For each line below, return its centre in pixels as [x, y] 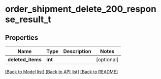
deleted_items [25, 60]
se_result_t [28, 19]
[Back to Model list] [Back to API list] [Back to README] [62, 72]
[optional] [107, 60]
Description [77, 51]
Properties [22, 38]
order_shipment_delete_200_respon [81, 9]
